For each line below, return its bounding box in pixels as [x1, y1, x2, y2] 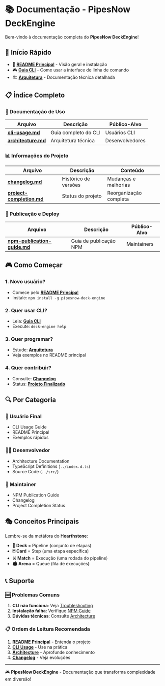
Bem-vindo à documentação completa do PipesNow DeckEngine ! [5, 34, 139, 40]
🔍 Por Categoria [5, 396, 56, 404]
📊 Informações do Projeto [5, 152, 69, 159]
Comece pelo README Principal [12, 289, 79, 295]
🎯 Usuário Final [5, 413, 42, 420]
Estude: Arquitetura [12, 347, 53, 353]
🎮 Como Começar [5, 261, 63, 269]
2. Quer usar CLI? [5, 307, 48, 314]
